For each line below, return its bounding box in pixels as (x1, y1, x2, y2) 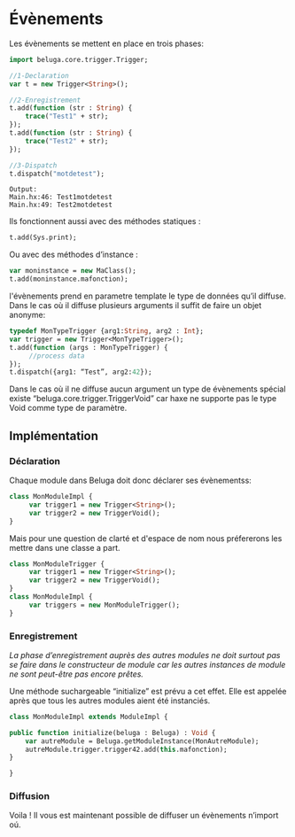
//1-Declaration (9, 71, 69, 80)
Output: (9, 185, 38, 194)
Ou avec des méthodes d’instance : (9, 249, 139, 260)
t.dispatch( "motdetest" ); (9, 169, 105, 178)
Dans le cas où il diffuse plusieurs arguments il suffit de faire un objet (9, 300, 262, 311)
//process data (28, 351, 86, 360)
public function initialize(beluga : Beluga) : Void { (9, 728, 216, 737)
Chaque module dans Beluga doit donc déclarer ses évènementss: (9, 475, 252, 485)
